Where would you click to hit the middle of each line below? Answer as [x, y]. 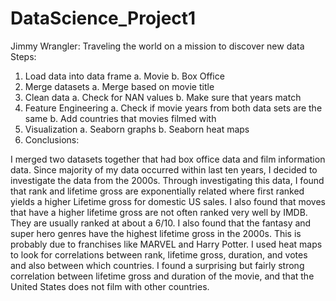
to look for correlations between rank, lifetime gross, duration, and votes [159, 254]
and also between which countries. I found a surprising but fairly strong [157, 265]
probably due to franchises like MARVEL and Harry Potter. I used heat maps [166, 244]
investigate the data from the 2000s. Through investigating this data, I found [167, 180]
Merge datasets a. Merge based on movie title [119, 86]
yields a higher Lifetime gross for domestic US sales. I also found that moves [168, 201]
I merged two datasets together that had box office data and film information [168, 159]
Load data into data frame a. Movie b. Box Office [124, 76]
